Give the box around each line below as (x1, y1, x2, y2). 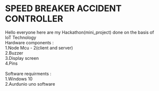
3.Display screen (5, 55, 39, 61)
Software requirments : (5, 71, 51, 76)
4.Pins (5, 60, 18, 66)
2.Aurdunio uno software (5, 81, 55, 87)
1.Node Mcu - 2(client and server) (5, 45, 73, 51)
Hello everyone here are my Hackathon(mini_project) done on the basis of (5, 29, 154, 35)
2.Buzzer (5, 50, 23, 56)
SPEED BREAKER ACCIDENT (5, 3, 122, 14)
